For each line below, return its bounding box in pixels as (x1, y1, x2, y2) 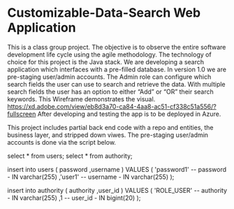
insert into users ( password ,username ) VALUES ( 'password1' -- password (7, 165, 227, 173)
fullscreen (7, 110, 36, 118)
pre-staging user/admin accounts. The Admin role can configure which (7, 72, 212, 81)
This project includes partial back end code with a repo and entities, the (7, 123, 214, 131)
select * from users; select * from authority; (7, 152, 133, 160)
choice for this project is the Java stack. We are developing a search (7, 57, 205, 66)
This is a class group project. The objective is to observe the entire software (7, 43, 226, 51)
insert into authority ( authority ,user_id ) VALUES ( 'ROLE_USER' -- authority (7, 186, 228, 194)
